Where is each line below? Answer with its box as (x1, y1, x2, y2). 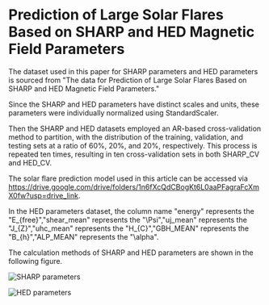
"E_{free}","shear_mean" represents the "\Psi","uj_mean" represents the (8, 215, 248, 224)
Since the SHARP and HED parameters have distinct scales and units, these (8, 99, 260, 109)
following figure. (8, 256, 63, 265)
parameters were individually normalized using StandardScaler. (8, 107, 219, 118)
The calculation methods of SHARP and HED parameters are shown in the (8, 248, 254, 257)
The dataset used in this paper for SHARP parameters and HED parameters (8, 66, 258, 76)
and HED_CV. (8, 157, 53, 167)
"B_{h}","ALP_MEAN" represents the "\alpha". (8, 232, 159, 241)
